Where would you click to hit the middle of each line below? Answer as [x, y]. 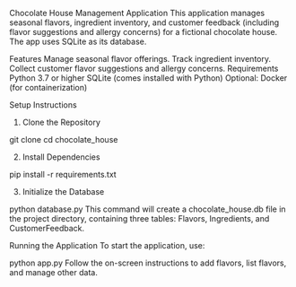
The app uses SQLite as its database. [78, 41]
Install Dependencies [61, 157]
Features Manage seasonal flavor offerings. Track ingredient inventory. [140, 59]
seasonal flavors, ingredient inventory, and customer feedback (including [144, 22]
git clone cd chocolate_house [64, 139]
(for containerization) [48, 87]
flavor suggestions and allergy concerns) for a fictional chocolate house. [144, 32]
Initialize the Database [63, 191]
